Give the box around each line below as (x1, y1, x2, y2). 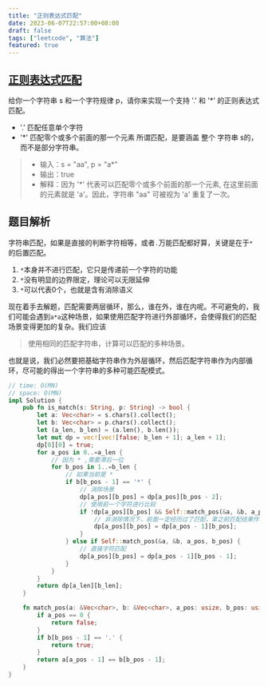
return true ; (50, 640, 94, 649)
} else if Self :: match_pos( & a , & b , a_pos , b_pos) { (65, 537, 241, 545)
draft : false (8, 26, 52, 34)
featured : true (8, 42, 59, 50)
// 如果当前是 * (65, 470, 113, 479)
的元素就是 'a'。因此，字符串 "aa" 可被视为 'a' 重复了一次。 (39, 189, 235, 199)
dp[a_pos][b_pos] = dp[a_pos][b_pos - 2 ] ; (79, 493, 223, 501)
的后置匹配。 (8, 248, 50, 257)
